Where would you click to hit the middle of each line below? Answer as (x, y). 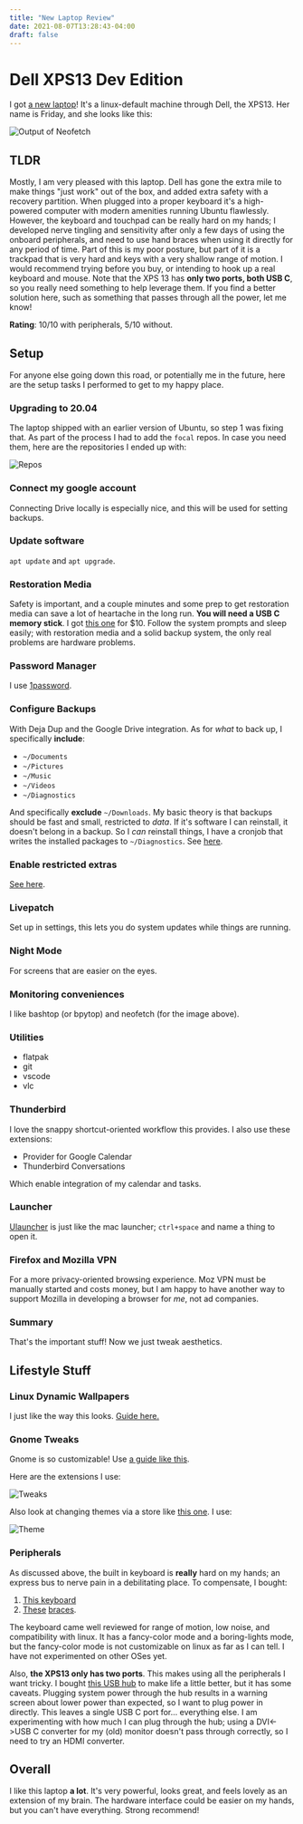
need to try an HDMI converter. (67, 1741)
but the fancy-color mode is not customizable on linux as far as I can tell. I (147, 1646)
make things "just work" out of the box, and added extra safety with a (139, 192)
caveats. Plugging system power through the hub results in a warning (139, 1693)
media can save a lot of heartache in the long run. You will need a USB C (145, 613)
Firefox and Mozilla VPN (63, 1259)
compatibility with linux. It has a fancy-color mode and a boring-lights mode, (151, 1636)
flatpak (36, 1057)
